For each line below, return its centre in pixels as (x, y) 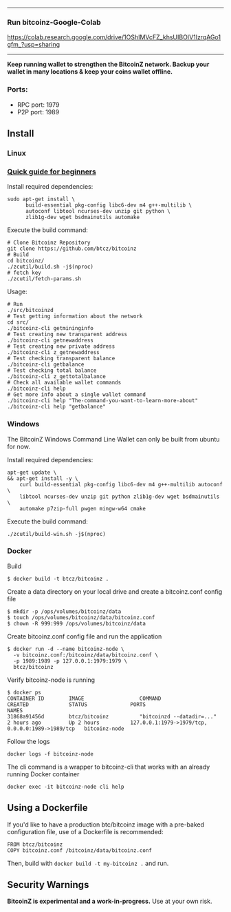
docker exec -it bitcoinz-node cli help (66, 787)
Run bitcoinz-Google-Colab (54, 22)
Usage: (17, 292)
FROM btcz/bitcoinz (35, 844)
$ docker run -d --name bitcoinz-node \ (66, 649)
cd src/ (18, 322)
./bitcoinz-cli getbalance (46, 365)
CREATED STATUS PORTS (77, 704)
